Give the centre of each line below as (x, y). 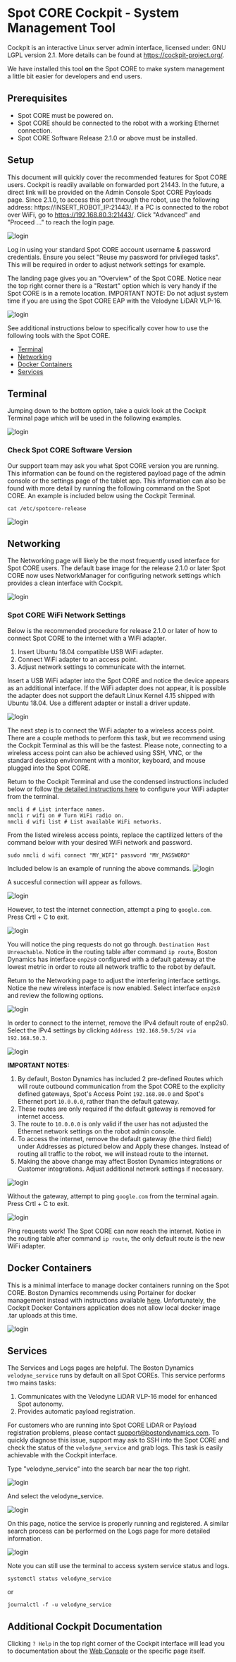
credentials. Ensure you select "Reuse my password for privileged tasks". (113, 257)
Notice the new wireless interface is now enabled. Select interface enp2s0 (114, 988)
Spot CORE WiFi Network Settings (67, 615)
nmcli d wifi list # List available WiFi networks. (85, 821)
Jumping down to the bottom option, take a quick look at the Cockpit (107, 411)
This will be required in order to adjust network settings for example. (106, 264)
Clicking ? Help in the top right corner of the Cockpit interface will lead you (116, 1644)
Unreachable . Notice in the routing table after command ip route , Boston (112, 951)
